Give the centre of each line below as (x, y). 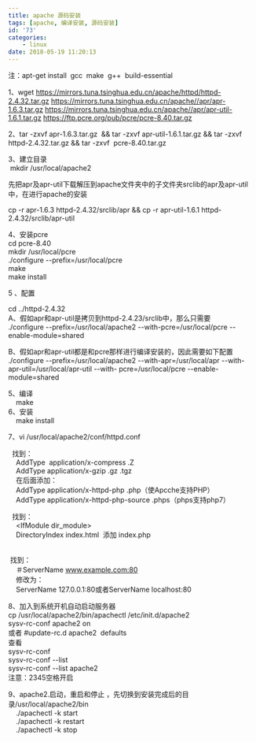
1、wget (21, 92)
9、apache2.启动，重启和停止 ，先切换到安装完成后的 (95, 694)
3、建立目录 (27, 159)
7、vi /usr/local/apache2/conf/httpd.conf (75, 437)
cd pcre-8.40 (29, 243)
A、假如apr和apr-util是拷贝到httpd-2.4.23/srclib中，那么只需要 (110, 318)
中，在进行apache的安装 (48, 194)
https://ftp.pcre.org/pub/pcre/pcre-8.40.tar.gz (117, 118)
